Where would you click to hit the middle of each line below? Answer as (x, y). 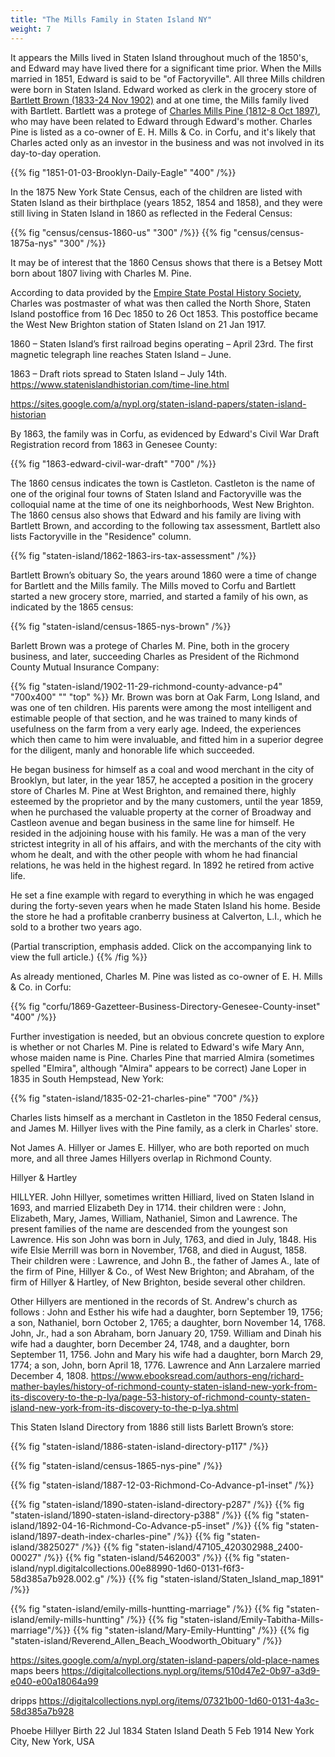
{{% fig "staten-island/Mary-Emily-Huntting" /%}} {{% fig (191, 1630)
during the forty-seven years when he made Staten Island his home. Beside (165, 905)
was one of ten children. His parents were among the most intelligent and (161, 707)
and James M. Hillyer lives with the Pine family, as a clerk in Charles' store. (164, 1128)
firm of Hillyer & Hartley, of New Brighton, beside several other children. (158, 1282)
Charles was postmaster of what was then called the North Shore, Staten (160, 303)
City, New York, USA (52, 1741)
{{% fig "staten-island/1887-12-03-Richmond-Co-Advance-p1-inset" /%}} (162, 1485)
